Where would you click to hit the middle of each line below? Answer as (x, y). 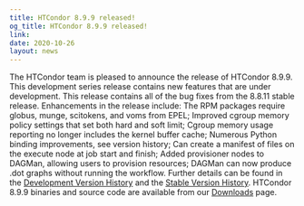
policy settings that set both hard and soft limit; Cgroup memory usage (142, 125)
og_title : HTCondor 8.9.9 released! (78, 26)
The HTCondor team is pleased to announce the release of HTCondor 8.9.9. (151, 77)
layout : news (34, 51)
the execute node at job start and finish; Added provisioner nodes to (137, 154)
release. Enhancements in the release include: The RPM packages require (147, 106)
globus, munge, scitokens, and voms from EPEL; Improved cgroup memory (150, 116)
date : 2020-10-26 (42, 43)
